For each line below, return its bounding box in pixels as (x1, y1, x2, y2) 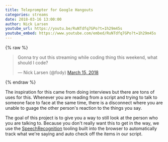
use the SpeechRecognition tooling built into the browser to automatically (5, 125, 157, 131)
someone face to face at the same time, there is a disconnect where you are (5, 100, 163, 106)
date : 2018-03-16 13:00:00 (5, 17, 62, 22)
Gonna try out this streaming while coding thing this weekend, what (17, 54, 157, 60)
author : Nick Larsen (5, 21, 49, 27)
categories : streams (5, 12, 49, 17)
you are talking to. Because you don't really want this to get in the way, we (5, 120, 159, 126)
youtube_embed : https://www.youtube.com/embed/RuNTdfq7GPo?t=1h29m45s (5, 31, 156, 36)
